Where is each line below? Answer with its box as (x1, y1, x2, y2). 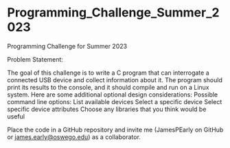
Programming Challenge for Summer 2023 (7, 42, 128, 50)
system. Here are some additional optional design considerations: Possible (7, 90, 218, 99)
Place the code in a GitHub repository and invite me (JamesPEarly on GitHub (7, 125, 224, 134)
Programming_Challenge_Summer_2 (7, 5, 220, 21)
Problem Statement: (7, 55, 64, 63)
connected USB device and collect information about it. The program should (7, 75, 223, 84)
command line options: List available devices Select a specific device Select (7, 97, 222, 106)
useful (7, 112, 25, 121)
